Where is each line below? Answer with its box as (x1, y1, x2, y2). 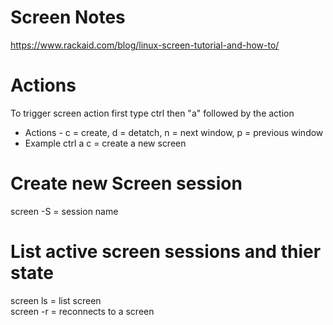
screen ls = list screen (10, 294, 102, 306)
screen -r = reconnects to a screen (10, 305, 155, 317)
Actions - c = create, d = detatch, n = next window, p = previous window (24, 126, 324, 138)
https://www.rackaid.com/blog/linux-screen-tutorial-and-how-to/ (10, 39, 280, 51)
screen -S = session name (10, 205, 119, 217)
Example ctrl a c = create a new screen (24, 137, 187, 149)
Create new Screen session (10, 172, 243, 195)
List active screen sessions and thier (10, 241, 322, 263)
